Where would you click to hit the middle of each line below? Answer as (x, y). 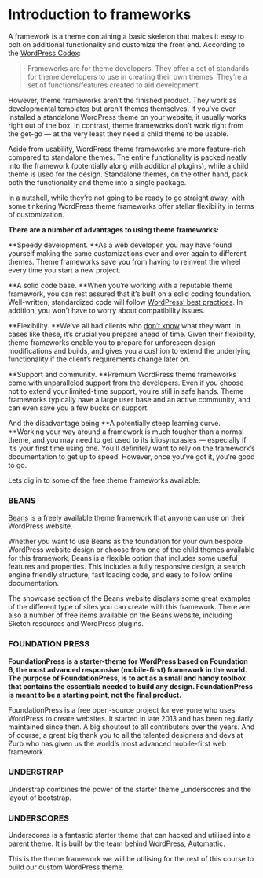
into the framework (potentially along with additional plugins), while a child (128, 165)
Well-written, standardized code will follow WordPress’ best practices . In (126, 302)
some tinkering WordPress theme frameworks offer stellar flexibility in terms (131, 206)
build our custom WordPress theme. (66, 867)
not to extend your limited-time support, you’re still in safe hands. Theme (126, 391)
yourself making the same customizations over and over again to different (127, 253)
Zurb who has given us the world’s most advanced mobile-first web (117, 743)
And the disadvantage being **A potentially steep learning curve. (115, 423)
